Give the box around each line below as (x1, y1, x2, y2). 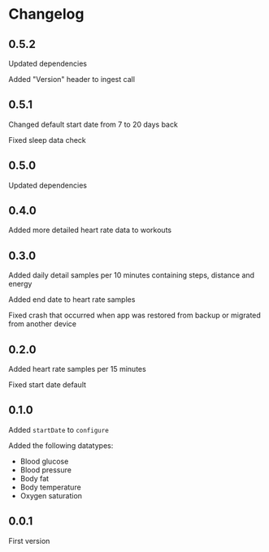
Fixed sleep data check (8, 135, 87, 144)
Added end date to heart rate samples (8, 295, 136, 304)
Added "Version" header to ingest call (8, 75, 136, 84)
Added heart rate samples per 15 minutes (8, 364, 146, 374)
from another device (8, 319, 77, 329)
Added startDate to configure (8, 425, 110, 434)
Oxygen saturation (20, 490, 83, 500)
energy (8, 279, 33, 289)
